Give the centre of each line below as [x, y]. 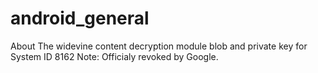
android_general [80, 18]
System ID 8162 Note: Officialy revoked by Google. [114, 56]
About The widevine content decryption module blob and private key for [159, 46]
